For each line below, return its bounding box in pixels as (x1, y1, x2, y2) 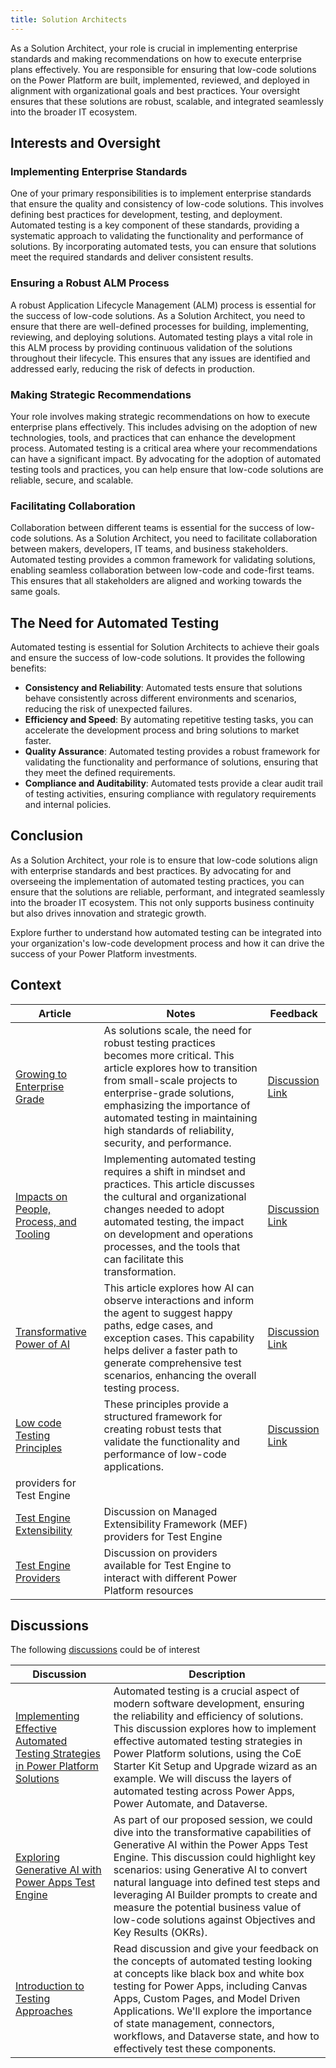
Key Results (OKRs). (113, 1926, 208, 1940)
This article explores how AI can (103, 1281, 255, 1295)
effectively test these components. (113, 2042, 277, 2056)
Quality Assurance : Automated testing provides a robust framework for (24, 746, 321, 758)
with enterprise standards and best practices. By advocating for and (10, 864, 292, 876)
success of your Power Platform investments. (10, 947, 198, 960)
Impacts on (15, 1189, 68, 1203)
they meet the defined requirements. (24, 767, 176, 779)
